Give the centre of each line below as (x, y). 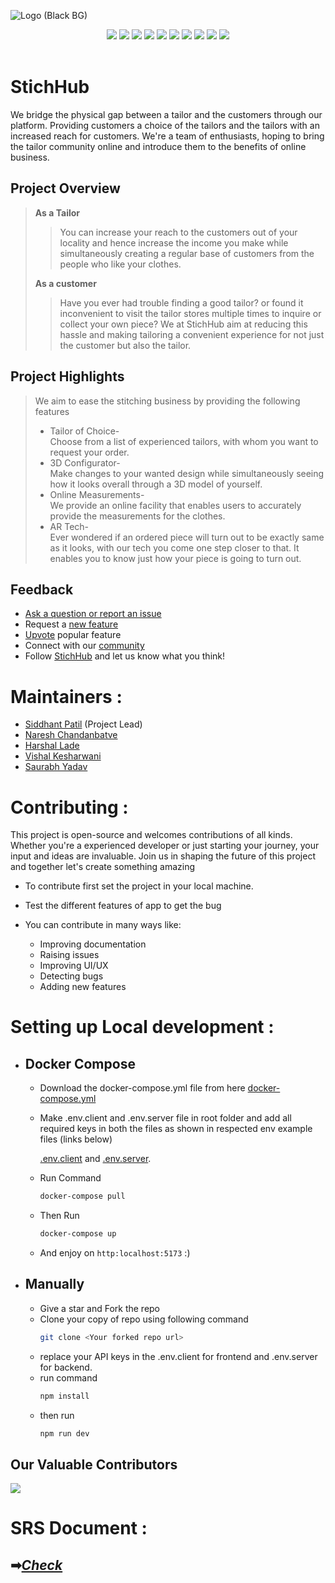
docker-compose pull (82, 1196)
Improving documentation (93, 944)
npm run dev (64, 1433)
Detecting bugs (71, 976)
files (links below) (76, 1139)
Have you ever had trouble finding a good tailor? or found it (181, 302)
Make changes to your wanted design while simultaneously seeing (187, 473)
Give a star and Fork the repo (100, 1308)
